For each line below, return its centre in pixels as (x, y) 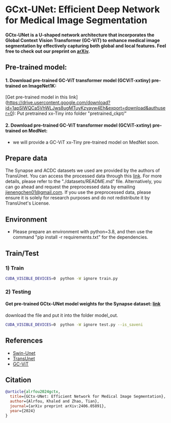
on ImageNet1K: (39, 86)
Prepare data (26, 158)
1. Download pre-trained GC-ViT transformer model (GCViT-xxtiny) (78, 80)
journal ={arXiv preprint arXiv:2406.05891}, (58, 406)
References (24, 341)
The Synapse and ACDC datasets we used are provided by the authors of (83, 171)
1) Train (15, 268)
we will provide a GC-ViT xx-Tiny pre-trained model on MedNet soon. (86, 142)
